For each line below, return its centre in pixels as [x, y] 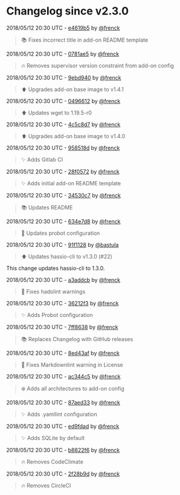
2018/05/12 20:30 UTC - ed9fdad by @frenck [63, 426]
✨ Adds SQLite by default [53, 438]
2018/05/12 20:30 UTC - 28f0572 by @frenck [63, 171]
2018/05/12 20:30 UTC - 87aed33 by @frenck [63, 402]
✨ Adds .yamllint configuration [59, 414]
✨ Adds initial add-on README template [71, 183]
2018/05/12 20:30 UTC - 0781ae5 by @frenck [63, 54]
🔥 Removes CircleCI [46, 485]
